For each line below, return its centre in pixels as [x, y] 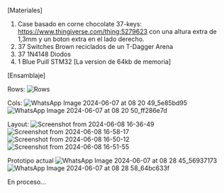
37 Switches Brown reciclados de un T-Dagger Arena [95, 46]
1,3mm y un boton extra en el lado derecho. [81, 39]
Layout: [18, 124]
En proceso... [27, 182]
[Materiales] [25, 10]
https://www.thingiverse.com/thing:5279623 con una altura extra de [117, 32]
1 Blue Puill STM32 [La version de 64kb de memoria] [94, 62]
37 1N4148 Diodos [44, 54]
